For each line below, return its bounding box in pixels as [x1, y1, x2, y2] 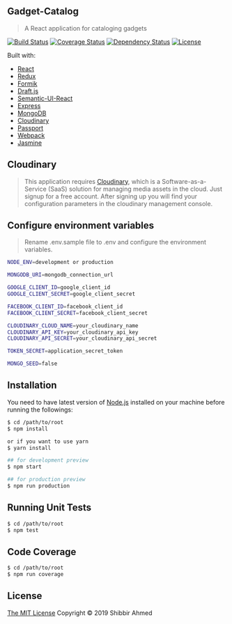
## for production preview [7, 476, 86, 483]
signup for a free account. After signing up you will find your [24, 192, 197, 201]
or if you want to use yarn [7, 438, 89, 445]
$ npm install [7, 425, 49, 432]
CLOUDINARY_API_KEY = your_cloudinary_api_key [7, 329, 139, 336]
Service [24, 185, 47, 193]
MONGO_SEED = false [7, 360, 58, 368]
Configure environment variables [7, 219, 155, 232]
